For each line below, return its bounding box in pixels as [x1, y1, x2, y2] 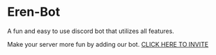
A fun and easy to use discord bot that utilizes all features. [7, 27, 174, 35]
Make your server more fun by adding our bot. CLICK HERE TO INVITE [7, 40, 209, 48]
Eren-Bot [7, 4, 61, 20]
